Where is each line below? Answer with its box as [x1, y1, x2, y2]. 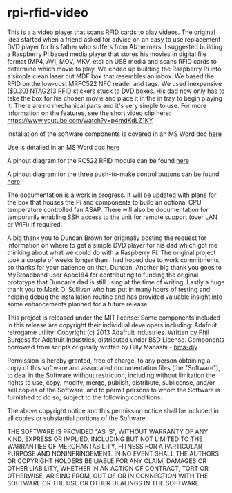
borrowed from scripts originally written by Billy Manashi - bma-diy [7, 343, 198, 351]
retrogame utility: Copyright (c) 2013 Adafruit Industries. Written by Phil [7, 328, 209, 336]
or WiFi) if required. [7, 220, 63, 228]
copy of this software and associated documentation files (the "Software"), [7, 363, 221, 372]
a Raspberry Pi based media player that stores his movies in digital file [7, 50, 207, 58]
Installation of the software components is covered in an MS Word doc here [7, 130, 222, 138]
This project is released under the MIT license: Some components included [7, 313, 221, 322]
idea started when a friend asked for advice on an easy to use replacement [7, 35, 221, 43]
